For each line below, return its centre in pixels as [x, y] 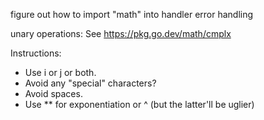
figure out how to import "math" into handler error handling [132, 14]
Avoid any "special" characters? [90, 83]
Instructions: [36, 53]
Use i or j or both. [60, 72]
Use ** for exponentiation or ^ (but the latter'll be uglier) [139, 104]
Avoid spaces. [53, 93]
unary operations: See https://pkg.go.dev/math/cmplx [121, 33]
